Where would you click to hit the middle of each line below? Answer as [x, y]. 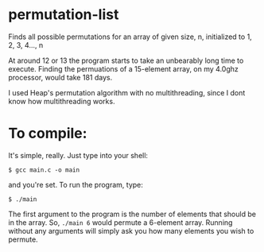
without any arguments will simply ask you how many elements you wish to [131, 231]
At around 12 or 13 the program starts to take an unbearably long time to [126, 60]
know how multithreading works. [62, 101]
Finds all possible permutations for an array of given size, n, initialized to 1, [130, 37]
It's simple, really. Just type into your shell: [78, 155]
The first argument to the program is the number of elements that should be [132, 214]
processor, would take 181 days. [60, 77]
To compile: [48, 134]
